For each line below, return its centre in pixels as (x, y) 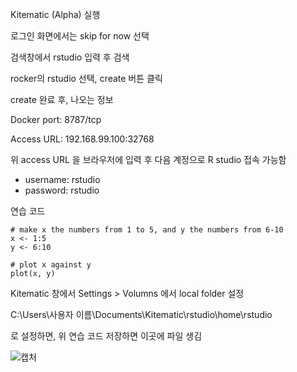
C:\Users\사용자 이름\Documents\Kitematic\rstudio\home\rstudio (141, 314)
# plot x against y (51, 265)
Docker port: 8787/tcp (56, 119)
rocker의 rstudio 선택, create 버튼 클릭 (86, 78)
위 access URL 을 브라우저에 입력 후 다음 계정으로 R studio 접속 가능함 (148, 159)
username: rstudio (62, 179)
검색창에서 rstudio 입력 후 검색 (70, 57)
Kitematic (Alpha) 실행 (55, 14)
